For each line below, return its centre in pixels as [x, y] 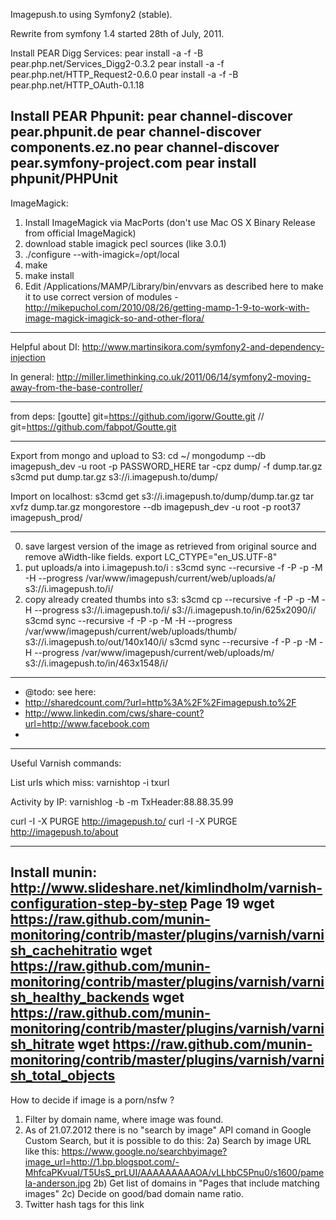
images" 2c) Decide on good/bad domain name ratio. [134, 1193]
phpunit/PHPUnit [64, 179]
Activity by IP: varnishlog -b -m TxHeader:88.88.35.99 [122, 801]
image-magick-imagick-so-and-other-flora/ [114, 318]
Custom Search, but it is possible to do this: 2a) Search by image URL [168, 1140]
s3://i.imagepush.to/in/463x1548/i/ [96, 663]
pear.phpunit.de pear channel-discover [136, 132]
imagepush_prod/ [46, 517]
